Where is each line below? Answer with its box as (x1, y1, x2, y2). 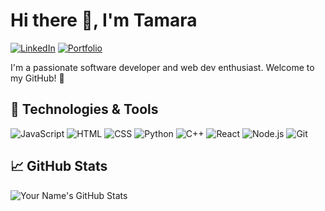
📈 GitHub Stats (10, 158, 108, 175)
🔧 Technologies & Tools (10, 101, 159, 118)
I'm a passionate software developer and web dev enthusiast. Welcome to (10, 61, 315, 73)
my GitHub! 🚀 (10, 72, 65, 84)
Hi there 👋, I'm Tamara (10, 9, 198, 32)
